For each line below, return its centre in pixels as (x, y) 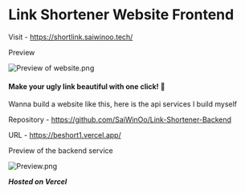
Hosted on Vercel (38, 182)
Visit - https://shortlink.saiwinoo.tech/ (71, 37)
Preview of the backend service (61, 151)
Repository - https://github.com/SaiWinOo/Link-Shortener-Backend (120, 120)
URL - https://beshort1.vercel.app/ (65, 135)
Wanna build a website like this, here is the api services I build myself (123, 104)
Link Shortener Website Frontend (121, 15)
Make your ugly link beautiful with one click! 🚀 (87, 86)
